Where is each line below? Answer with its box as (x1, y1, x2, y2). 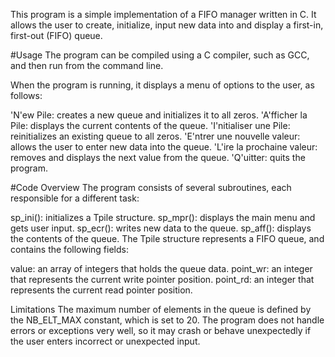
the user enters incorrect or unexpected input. (10, 335, 201, 347)
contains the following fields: (10, 244, 129, 255)
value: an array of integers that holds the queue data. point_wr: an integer (10, 263, 313, 274)
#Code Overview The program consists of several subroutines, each (10, 182, 292, 193)
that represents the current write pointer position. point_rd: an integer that (10, 274, 315, 285)
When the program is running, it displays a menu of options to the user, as (10, 79, 315, 91)
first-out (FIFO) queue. (10, 30, 103, 41)
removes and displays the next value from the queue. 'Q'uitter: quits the (10, 152, 306, 163)
